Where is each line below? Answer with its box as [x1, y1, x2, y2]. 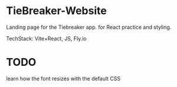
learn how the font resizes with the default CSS [6, 75, 121, 82]
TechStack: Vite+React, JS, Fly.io [6, 35, 87, 42]
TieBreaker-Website [6, 4, 107, 18]
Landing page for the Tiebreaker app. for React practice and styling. [6, 24, 172, 31]
